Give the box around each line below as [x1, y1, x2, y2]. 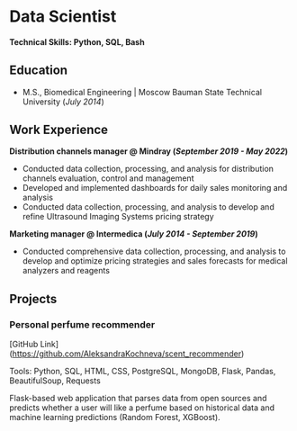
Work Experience [9, 121, 109, 137]
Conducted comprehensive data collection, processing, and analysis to [22, 246, 286, 257]
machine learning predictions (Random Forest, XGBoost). [9, 412, 220, 423]
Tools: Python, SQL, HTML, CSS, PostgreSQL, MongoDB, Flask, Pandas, [9, 366, 276, 377]
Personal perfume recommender [9, 318, 156, 330]
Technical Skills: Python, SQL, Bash [9, 36, 146, 47]
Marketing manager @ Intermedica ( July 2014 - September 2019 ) [9, 229, 258, 239]
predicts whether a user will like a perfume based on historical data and [9, 402, 274, 413]
